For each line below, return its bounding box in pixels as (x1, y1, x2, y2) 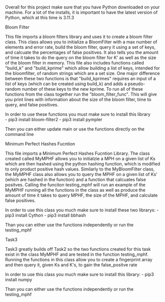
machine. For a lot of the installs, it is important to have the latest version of (5, 9, 158, 15)
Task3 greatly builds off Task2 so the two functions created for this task (5, 246, 151, 252)
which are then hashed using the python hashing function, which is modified (5, 161, 161, 167)
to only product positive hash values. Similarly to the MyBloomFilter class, (5, 166, 155, 172)
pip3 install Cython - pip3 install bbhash (5, 212, 86, 218)
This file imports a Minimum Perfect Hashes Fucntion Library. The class (5, 150, 150, 156)
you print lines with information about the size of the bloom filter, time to (5, 97, 152, 102)
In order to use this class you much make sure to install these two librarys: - (5, 207, 159, 213)
